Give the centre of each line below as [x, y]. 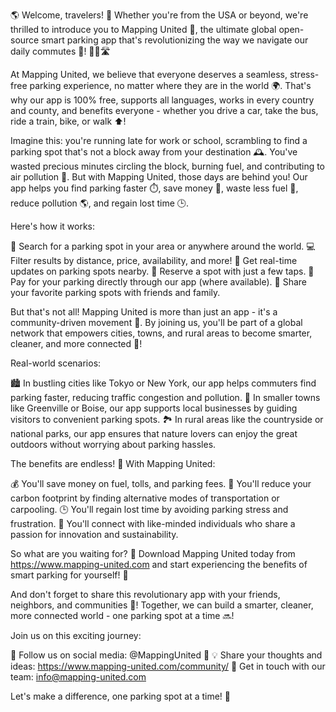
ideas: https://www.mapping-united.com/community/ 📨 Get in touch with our [168, 666]
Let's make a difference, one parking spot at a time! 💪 [121, 696]
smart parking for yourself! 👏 [69, 575]
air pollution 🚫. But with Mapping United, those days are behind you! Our [159, 177]
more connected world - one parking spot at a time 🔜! [122, 615]
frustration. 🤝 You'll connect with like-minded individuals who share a [153, 523]
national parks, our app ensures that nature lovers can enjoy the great [154, 433]
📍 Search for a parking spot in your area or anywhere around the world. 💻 [163, 246]
